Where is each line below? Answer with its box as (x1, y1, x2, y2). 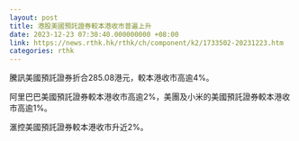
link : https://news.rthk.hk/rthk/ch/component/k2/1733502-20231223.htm (9, 38, 284, 48)
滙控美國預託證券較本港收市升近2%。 (9, 122, 149, 133)
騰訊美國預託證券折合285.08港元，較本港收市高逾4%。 (9, 73, 214, 84)
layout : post (9, 13, 59, 22)
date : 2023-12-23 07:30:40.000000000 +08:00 (9, 30, 179, 39)
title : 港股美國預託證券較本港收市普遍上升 (9, 22, 152, 31)
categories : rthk (9, 47, 75, 56)
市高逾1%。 (9, 102, 52, 113)
